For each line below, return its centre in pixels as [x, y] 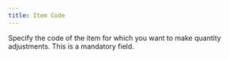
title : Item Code [37, 15]
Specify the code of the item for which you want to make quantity [114, 38]
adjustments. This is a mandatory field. [71, 46]
